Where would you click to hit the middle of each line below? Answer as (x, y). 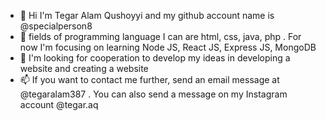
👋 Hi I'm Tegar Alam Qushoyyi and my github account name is (147, 15)
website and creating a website (84, 68)
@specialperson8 (56, 26)
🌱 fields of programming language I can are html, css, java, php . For (160, 36)
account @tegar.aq (59, 104)
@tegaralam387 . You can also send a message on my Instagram (153, 94)
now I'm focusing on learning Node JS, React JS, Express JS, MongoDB (168, 47)
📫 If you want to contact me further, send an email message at (149, 79)
